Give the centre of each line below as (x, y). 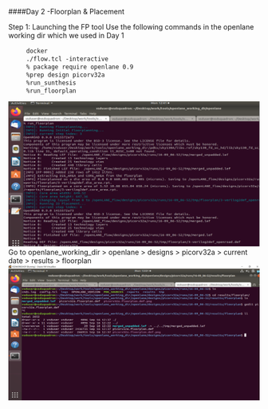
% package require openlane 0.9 (80, 67)
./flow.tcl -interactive (67, 59)
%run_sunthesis (51, 83)
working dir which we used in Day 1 (66, 35)
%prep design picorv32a (65, 75)
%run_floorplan (51, 91)
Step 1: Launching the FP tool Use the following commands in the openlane (131, 27)
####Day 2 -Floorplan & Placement (67, 12)
